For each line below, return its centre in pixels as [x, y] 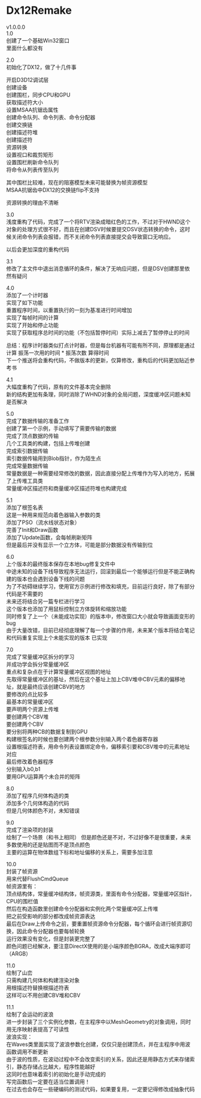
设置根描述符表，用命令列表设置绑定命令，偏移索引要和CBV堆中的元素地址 [98, 746]
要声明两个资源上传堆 [32, 709]
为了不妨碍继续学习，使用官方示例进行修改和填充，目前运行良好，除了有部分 [100, 586]
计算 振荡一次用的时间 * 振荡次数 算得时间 [58, 353]
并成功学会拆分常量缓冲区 [38, 664]
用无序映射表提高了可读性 [38, 1029]
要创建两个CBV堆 [28, 716]
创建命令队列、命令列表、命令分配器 [51, 117]
